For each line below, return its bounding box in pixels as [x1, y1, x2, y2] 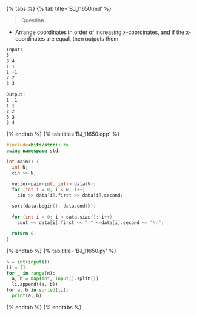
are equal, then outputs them [46, 35, 119, 42]
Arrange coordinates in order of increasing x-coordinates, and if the [15, 28, 185, 36]
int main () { [6, 159, 39, 165]
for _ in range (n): [6, 270, 56, 276]
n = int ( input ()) [6, 258, 50, 265]
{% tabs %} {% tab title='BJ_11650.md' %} [6, 5, 112, 12]
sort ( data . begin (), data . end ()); [12, 203, 96, 209]
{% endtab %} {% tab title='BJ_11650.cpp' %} [6, 130, 120, 138]
